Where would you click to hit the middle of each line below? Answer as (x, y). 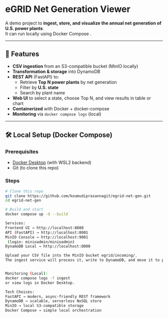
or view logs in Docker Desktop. (40, 283)
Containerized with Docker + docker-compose (61, 108)
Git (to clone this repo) (35, 168)
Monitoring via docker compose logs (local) (57, 114)
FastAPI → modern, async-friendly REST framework (58, 296)
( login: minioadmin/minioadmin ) (41, 242)
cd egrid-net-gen (23, 200)
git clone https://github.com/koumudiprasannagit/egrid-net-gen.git (78, 196)
